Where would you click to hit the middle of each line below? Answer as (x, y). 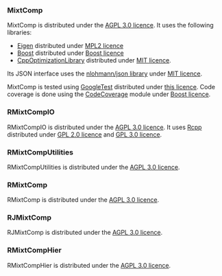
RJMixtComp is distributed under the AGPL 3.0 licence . (85, 233)
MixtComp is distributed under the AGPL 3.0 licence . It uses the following (110, 25)
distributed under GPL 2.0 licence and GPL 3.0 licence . (85, 134)
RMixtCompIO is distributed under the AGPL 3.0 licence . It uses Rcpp (104, 127)
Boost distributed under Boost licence (71, 53)
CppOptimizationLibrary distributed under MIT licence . (94, 60)
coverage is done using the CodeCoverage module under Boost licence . (109, 94)
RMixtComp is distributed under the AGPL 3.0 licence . (83, 200)
